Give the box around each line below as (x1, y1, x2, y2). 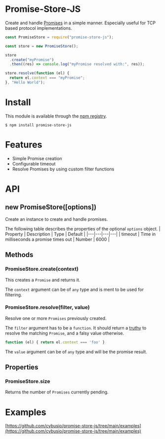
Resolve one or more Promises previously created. (5, 315, 107, 321)
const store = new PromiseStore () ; (5, 44, 79, 49)
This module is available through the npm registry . (5, 113, 107, 119)
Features (5, 139, 42, 151)
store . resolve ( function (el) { (5, 71, 70, 76)
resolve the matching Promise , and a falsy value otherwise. (5, 330, 124, 336)
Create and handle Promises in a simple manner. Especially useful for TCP (5, 20, 156, 26)
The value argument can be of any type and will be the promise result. (5, 348, 147, 355)
